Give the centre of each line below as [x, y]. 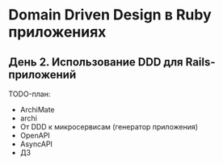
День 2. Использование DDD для [96, 62]
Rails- [200, 62]
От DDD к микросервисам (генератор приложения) [109, 127]
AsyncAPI [36, 144]
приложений [42, 74]
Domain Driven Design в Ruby [110, 15]
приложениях [57, 32]
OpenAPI [35, 135]
